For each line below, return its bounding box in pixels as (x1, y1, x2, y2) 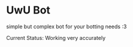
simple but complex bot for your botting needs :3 (6, 23, 127, 30)
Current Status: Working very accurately (6, 34, 106, 41)
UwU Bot (6, 4, 51, 17)
